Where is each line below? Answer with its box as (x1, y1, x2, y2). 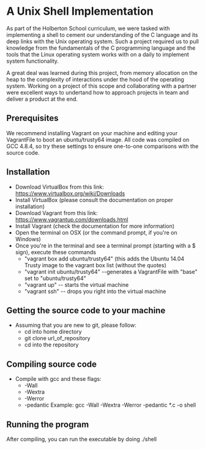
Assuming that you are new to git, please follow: (15, 321, 136, 329)
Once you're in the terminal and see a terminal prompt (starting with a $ (15, 241, 196, 249)
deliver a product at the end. (6, 95, 78, 103)
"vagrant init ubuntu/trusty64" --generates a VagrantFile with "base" (24, 268, 198, 275)
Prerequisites (6, 113, 59, 123)
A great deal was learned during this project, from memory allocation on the (6, 69, 198, 76)
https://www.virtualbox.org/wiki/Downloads (15, 189, 125, 197)
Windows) (15, 235, 41, 243)
